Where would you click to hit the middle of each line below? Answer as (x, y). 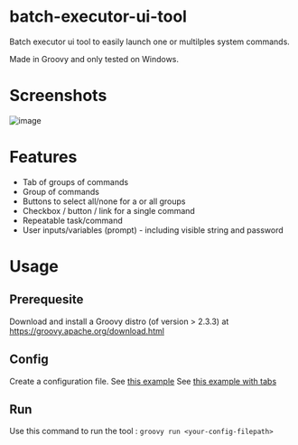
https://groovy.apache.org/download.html (87, 330)
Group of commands (61, 191)
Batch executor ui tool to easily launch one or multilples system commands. (150, 42)
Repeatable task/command (73, 220)
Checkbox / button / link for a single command (109, 210)
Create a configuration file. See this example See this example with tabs (143, 381)
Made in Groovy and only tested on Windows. (94, 59)
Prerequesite (47, 300)
